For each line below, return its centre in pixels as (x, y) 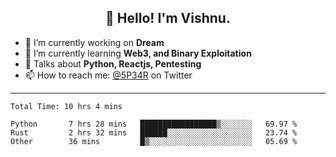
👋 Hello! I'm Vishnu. (168, 18)
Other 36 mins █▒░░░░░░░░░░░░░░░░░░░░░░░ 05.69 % (154, 141)
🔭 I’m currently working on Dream (94, 42)
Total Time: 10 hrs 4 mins (66, 106)
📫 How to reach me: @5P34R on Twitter (108, 75)
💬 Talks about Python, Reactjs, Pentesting (113, 63)
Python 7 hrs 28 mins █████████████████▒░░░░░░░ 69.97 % (154, 124)
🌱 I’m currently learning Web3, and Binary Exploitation (138, 53)
